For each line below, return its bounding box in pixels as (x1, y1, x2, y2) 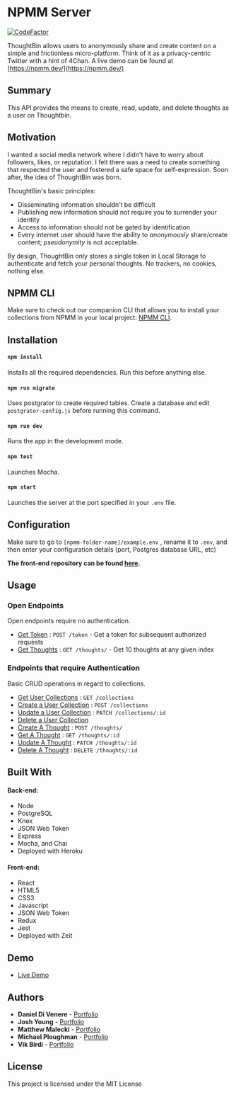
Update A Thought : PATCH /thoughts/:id (17, 738, 137, 747)
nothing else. (7, 266, 45, 275)
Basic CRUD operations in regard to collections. (7, 679, 146, 688)
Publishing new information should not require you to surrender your (17, 208, 217, 216)
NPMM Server (7, 4, 92, 21)
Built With (7, 766, 52, 778)
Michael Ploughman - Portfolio (17, 1033, 109, 1041)
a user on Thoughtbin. (7, 110, 72, 119)
